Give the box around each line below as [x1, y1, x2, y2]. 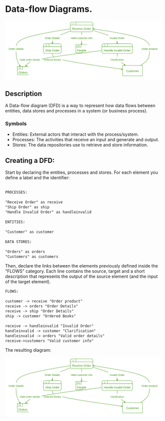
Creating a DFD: [5, 156, 55, 164]
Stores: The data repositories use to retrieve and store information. [12, 142, 148, 148]
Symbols [5, 120, 27, 127]
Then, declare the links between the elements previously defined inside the [5, 263, 158, 269]
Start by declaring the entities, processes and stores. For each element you [5, 169, 158, 175]
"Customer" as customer [5, 229, 54, 235]
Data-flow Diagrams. [5, 3, 92, 15]
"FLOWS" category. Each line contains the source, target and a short [5, 268, 145, 274]
